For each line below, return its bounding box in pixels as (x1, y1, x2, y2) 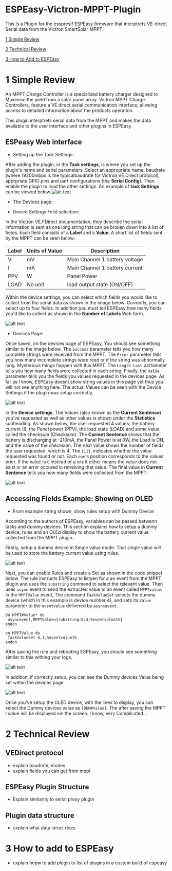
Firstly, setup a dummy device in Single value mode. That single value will (5, 544, 161, 551)
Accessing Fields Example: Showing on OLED (5, 495, 153, 503)
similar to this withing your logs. (5, 654, 73, 660)
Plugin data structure (5, 811, 74, 820)
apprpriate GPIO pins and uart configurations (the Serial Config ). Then (5, 177, 155, 184)
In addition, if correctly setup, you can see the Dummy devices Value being (5, 674, 164, 680)
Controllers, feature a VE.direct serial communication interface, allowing (5, 102, 158, 108)
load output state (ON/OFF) (67, 281, 133, 288)
